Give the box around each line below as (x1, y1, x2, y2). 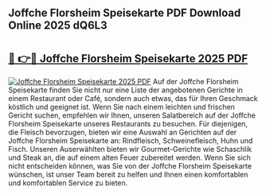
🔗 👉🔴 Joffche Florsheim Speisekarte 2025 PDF (8, 52, 248, 65)
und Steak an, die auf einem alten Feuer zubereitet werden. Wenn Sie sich (8, 153, 251, 162)
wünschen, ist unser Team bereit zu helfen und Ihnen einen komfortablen (8, 170, 248, 179)
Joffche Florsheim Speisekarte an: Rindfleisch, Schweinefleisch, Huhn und (8, 136, 253, 145)
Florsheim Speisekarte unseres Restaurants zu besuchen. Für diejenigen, (8, 119, 248, 128)
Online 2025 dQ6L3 (8, 19, 108, 33)
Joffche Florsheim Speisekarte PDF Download (8, 6, 241, 20)
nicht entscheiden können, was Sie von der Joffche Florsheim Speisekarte (8, 161, 252, 170)
